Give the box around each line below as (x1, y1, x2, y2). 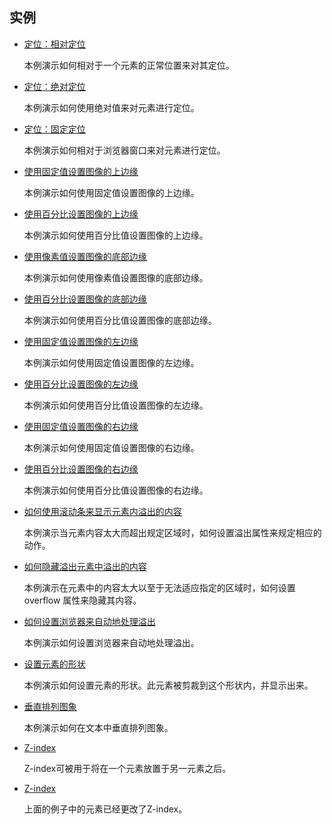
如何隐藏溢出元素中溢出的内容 (23, 560, 147, 572)
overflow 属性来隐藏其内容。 (23, 594, 142, 606)
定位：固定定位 (23, 123, 86, 135)
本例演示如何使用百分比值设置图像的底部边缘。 (23, 314, 217, 326)
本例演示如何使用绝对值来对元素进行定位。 (23, 101, 200, 113)
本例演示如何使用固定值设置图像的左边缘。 (23, 356, 200, 368)
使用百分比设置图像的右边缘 (23, 463, 139, 475)
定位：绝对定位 (23, 80, 86, 92)
